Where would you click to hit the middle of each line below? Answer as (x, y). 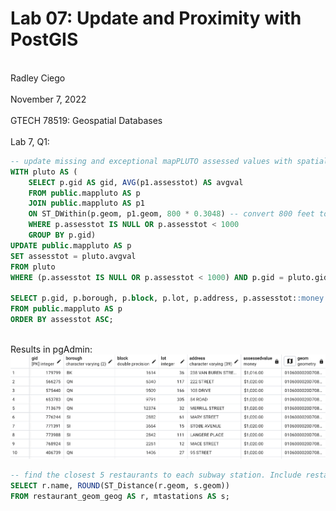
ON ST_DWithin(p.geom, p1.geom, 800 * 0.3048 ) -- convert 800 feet (171, 214)
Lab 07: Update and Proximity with (156, 18)
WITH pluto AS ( (44, 172)
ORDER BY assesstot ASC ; (62, 320)
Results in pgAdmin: (51, 349)
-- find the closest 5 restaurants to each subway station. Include (156, 475)
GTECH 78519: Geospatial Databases (86, 120)
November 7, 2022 (48, 99)
